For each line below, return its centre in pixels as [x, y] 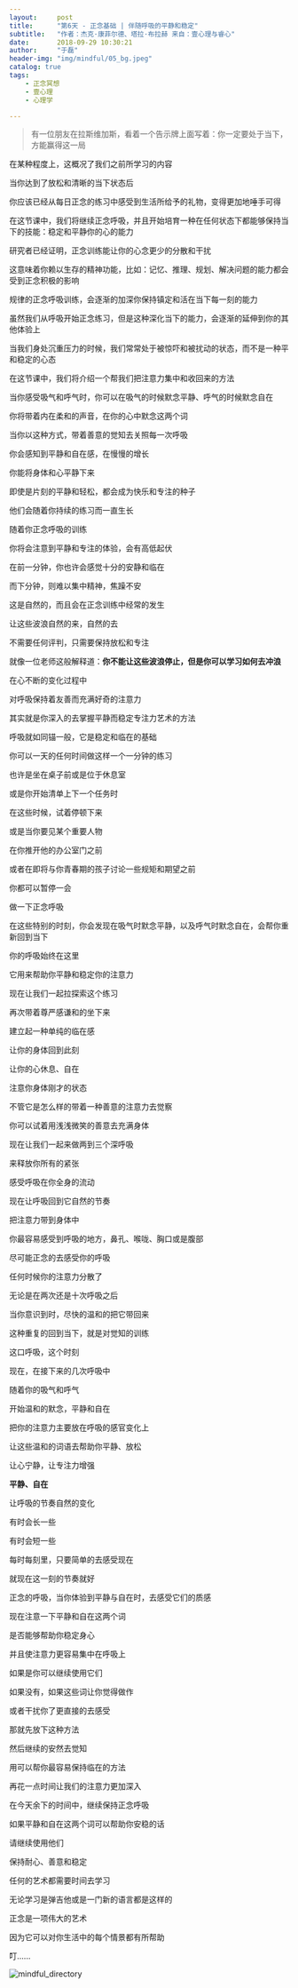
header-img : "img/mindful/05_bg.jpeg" [81, 59]
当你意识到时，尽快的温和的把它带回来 [79, 1315]
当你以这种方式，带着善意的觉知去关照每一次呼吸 [98, 435]
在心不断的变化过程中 [48, 680]
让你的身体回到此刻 [44, 1050]
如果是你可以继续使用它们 [56, 1673]
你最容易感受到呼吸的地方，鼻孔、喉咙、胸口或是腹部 [106, 1239]
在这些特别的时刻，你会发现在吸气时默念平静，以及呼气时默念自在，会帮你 [145, 926]
